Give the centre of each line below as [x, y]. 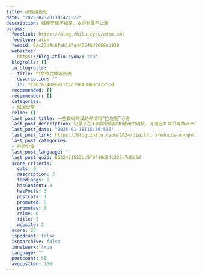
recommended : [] [32, 90]
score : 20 [24, 230]
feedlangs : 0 [33, 180]
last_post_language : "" [41, 152]
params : [16, 29]
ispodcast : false [33, 236]
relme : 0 [28, 214]
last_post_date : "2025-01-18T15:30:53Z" [63, 130]
